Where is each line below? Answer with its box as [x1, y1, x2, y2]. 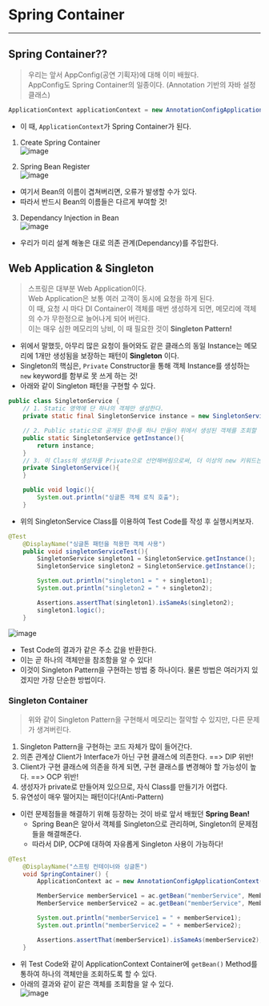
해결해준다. [46, 829, 82, 838]
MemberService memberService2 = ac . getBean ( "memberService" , [37, 899, 246, 908]
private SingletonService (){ [22, 464, 120, 472]
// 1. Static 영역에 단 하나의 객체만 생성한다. [22, 405, 164, 413]
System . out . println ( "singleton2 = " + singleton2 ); [37, 584, 214, 593]
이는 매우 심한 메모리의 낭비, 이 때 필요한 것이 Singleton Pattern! [27, 324, 232, 334]
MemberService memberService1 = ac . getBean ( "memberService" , [37, 892, 246, 900]
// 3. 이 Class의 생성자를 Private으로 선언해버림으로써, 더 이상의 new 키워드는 [22, 456, 262, 465]
